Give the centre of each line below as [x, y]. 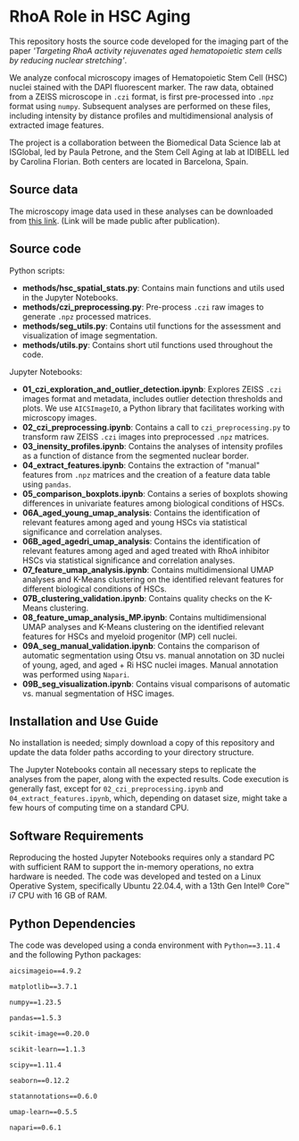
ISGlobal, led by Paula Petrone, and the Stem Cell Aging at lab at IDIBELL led [149, 152]
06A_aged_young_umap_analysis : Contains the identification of [141, 513]
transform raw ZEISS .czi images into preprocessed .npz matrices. [145, 437]
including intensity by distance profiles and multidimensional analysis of [141, 115]
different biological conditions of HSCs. [94, 589]
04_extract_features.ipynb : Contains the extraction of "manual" [141, 465]
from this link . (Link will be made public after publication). [115, 220]
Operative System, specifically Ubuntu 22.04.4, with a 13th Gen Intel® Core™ [149, 886]
